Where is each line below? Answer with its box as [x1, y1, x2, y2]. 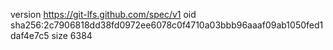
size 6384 [51, 30, 93, 41]
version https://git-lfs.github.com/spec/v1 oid [10, 9, 197, 20]
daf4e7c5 [10, 30, 50, 41]
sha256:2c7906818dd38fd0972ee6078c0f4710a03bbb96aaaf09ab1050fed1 [10, 19, 324, 31]
